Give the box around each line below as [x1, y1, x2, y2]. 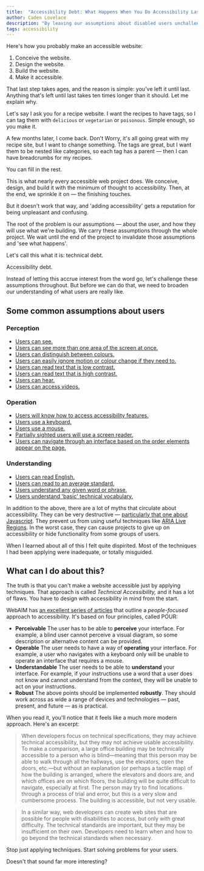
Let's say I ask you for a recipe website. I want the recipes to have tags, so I [6, 110, 196, 117]
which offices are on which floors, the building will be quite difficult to [21, 777, 195, 785]
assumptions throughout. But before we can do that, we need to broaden [6, 282, 189, 289]
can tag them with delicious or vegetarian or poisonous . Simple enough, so [6, 117, 195, 124]
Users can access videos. [15, 383, 80, 390]
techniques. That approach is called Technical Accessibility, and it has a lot [6, 589, 194, 596]
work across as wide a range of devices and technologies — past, [15, 696, 180, 703]
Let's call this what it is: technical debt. [6, 251, 104, 259]
